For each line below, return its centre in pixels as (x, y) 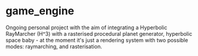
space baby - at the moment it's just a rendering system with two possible (97, 40)
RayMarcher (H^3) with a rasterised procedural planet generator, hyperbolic (99, 33)
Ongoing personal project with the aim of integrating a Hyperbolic (86, 27)
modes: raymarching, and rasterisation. (54, 46)
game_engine (40, 11)
